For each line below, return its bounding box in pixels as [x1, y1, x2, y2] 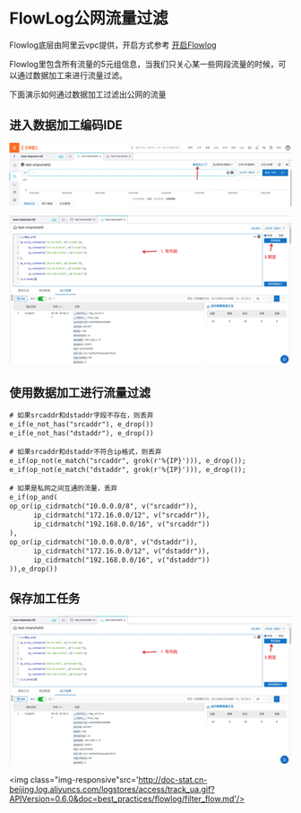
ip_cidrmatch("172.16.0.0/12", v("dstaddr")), [32, 546, 211, 556]
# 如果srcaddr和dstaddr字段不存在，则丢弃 [9, 411, 154, 420]
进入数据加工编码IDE [9, 118, 123, 133]
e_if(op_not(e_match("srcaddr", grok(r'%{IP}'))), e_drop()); [9, 457, 246, 466]
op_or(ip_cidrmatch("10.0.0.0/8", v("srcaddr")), [9, 502, 199, 511]
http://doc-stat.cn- [138, 774, 208, 785]
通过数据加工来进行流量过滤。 [16, 69, 127, 81]
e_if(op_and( [9, 493, 58, 503]
